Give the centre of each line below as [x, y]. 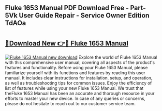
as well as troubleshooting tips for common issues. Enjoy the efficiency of [79, 83]
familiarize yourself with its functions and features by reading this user [75, 73]
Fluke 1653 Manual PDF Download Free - [67, 8]
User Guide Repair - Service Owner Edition [84, 16]
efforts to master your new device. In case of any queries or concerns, [75, 98]
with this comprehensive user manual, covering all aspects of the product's [80, 62]
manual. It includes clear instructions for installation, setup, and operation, [79, 78]
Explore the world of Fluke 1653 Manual [118, 57]
